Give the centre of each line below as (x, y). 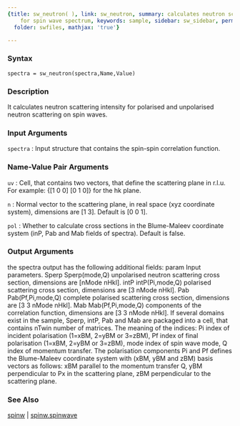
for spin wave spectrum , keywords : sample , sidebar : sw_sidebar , (120, 21)
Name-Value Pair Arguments (58, 167)
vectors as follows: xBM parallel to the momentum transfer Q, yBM (105, 366)
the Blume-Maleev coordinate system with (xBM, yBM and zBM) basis (110, 358)
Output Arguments (41, 252)
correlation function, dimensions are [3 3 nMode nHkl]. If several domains (116, 312)
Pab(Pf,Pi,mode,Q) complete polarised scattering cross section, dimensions (119, 297)
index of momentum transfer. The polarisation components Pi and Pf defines (120, 350)
